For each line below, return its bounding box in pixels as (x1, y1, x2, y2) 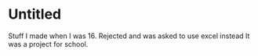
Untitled (8, 5, 62, 23)
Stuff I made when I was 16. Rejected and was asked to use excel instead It (8, 31, 250, 40)
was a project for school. (8, 39, 89, 48)
